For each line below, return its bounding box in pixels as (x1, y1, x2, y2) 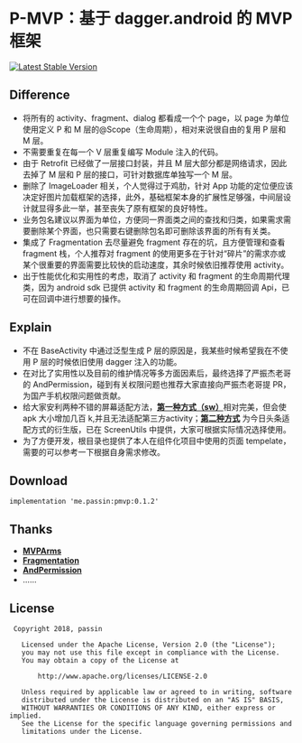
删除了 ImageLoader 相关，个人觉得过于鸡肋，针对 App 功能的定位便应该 (22, 180, 294, 190)
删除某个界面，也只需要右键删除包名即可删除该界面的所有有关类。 (30, 225, 276, 236)
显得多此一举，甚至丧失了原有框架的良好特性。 (38, 202, 213, 213)
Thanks (9, 521, 53, 537)
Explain (9, 320, 52, 335)
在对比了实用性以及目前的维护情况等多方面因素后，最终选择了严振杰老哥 (22, 367, 291, 378)
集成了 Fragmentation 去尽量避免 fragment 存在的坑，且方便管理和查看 (22, 237, 286, 247)
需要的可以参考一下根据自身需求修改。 (22, 446, 165, 457)
